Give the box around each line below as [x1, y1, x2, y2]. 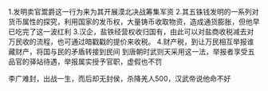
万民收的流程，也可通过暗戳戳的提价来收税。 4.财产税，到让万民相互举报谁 [8, 37, 254, 46]
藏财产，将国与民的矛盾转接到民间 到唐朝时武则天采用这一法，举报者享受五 [8, 47, 255, 56]
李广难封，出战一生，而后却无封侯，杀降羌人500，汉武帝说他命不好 [8, 74, 231, 83]
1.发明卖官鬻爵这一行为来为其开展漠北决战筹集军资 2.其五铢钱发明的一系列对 [8, 7, 259, 16]
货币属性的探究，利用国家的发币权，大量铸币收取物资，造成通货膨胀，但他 [8, 17, 253, 26]
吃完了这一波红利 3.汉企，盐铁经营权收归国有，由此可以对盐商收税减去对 [14, 27, 254, 36]
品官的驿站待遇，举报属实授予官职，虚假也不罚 [8, 57, 162, 66]
